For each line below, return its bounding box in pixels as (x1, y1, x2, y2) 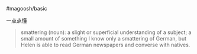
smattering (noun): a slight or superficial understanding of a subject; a (20, 29, 192, 36)
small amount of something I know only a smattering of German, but (20, 35, 187, 42)
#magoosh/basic (6, 5, 47, 12)
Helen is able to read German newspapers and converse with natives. (20, 41, 190, 48)
